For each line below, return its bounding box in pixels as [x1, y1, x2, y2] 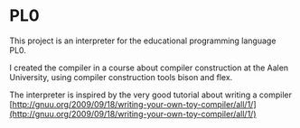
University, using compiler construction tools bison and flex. [9, 71, 233, 82]
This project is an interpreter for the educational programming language [9, 35, 277, 46]
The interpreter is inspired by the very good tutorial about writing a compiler [9, 89, 292, 100]
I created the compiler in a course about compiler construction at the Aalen [9, 62, 289, 73]
